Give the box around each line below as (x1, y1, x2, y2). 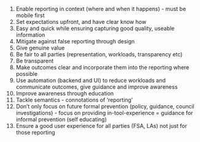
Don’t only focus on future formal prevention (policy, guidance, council (15, 103, 195, 110)
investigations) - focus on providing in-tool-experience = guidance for (15, 110, 193, 116)
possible (15, 70, 38, 77)
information (15, 31, 45, 39)
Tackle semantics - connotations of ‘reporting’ (15, 96, 133, 103)
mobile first (15, 12, 45, 19)
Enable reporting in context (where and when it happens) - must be (15, 6, 187, 12)
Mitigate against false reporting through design (15, 38, 135, 45)
